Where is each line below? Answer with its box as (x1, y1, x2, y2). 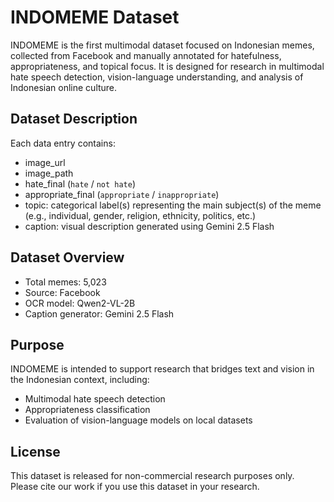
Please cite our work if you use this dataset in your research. (10, 481, 260, 493)
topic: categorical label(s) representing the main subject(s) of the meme (24, 199, 322, 211)
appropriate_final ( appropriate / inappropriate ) (24, 188, 220, 200)
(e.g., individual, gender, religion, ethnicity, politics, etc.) (24, 209, 257, 221)
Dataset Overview (10, 249, 125, 266)
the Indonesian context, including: (10, 374, 150, 386)
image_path (24, 167, 74, 179)
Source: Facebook (24, 286, 101, 298)
